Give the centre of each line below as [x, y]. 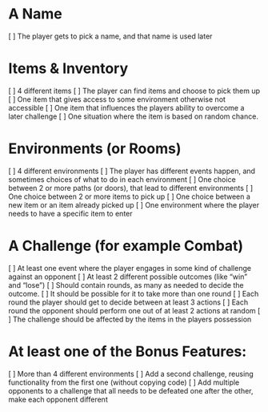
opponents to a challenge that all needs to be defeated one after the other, [131, 390]
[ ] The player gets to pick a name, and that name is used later [110, 36]
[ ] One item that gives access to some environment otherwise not [117, 99]
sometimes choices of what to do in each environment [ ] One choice [122, 179]
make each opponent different [58, 399]
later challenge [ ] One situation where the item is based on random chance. [133, 116]
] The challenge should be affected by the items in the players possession [130, 319]
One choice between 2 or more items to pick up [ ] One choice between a [129, 196]
